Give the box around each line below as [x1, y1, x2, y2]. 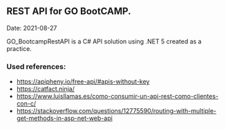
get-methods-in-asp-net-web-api [16, 114, 113, 123]
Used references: [6, 61, 66, 71]
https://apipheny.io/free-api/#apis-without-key [16, 77, 150, 86]
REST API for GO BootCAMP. [6, 6, 131, 17]
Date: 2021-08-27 [6, 23, 57, 32]
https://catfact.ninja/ [16, 85, 75, 93]
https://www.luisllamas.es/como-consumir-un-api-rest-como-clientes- [16, 92, 219, 101]
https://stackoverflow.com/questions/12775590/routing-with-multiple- [16, 107, 217, 115]
